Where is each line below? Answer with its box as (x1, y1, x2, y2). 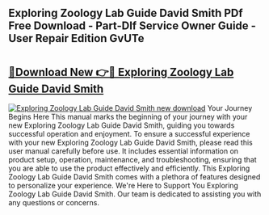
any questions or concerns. (8, 198, 99, 207)
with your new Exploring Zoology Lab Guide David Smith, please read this (8, 137, 253, 147)
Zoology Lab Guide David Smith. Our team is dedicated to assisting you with (8, 189, 262, 199)
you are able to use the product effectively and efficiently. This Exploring (8, 163, 250, 173)
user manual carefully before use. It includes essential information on (8, 146, 239, 156)
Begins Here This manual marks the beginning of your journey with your (8, 112, 248, 121)
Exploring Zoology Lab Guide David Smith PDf (8, 6, 244, 20)
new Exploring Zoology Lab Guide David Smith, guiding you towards (8, 120, 235, 130)
